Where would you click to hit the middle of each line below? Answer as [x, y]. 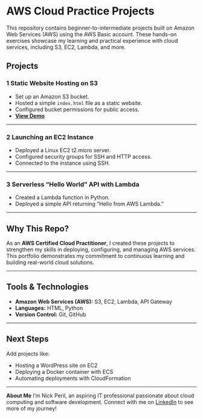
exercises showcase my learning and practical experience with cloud [92, 40]
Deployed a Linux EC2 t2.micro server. [63, 150]
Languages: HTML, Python [49, 308]
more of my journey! [31, 408]
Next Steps [27, 339]
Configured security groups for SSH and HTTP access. [83, 156]
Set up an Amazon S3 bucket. [52, 96]
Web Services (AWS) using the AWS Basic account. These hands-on [92, 34]
